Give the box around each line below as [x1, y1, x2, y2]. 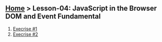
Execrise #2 [12, 31, 39, 37]
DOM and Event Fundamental [5, 12, 101, 21]
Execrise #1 [12, 26, 38, 32]
